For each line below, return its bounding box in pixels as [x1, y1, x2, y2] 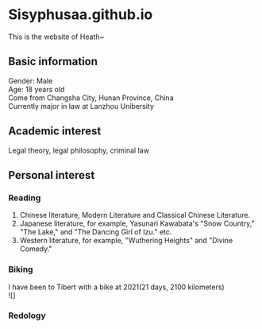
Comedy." [19, 244, 53, 254]
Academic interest [8, 125, 102, 138]
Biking [8, 264, 33, 275]
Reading [8, 192, 41, 203]
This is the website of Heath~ [8, 32, 105, 41]
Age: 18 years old [8, 84, 65, 94]
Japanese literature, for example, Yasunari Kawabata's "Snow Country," [19, 219, 256, 228]
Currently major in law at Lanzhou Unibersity [8, 101, 155, 110]
